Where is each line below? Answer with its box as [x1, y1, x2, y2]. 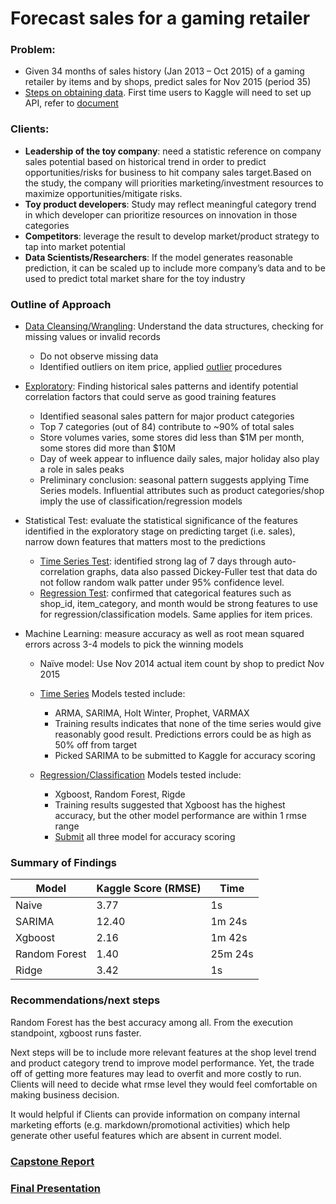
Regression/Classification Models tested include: [39, 769, 242, 781]
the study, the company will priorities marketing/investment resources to [24, 177, 324, 189]
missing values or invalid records [24, 331, 161, 343]
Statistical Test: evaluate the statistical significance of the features [24, 515, 298, 527]
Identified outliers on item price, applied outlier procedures [39, 361, 283, 373]
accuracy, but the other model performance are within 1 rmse [54, 810, 307, 822]
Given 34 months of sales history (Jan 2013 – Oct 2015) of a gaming [24, 65, 305, 77]
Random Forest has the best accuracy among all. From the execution [10, 1016, 293, 1028]
